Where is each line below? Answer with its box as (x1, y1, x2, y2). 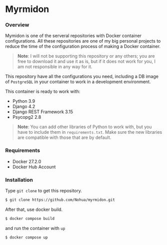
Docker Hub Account (12, 164, 56, 170)
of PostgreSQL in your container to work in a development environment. (5, 79, 151, 85)
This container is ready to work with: (5, 89, 80, 95)
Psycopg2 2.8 (12, 114, 41, 120)
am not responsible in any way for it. (17, 64, 92, 70)
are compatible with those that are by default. (17, 134, 111, 141)
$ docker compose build (5, 216, 55, 221)
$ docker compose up (5, 234, 48, 240)
